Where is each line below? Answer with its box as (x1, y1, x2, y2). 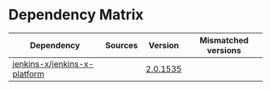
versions (206, 44, 242, 55)
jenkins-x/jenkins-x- (12, 58, 94, 69)
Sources (105, 39, 139, 51)
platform (12, 68, 44, 80)
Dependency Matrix (8, 6, 144, 24)
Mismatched (199, 35, 249, 46)
